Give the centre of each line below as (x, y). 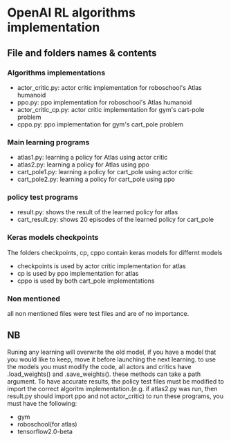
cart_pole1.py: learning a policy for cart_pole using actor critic (105, 172)
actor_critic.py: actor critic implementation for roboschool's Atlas (110, 87)
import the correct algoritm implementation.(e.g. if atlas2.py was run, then (112, 388)
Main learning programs (48, 142)
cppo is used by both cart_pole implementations (86, 281)
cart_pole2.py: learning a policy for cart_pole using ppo (96, 179)
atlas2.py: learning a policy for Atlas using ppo (83, 165)
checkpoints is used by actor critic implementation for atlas (102, 266)
